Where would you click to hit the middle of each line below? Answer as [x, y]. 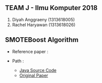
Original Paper [34, 75]
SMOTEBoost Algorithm [42, 40]
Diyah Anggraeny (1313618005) [43, 19]
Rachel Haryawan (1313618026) [44, 25]
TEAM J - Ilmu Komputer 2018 [51, 8]
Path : [18, 61]
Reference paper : [30, 51]
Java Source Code [38, 70]
